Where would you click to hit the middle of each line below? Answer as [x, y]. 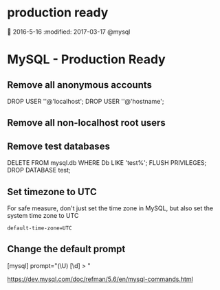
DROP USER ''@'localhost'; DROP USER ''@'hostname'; [86, 101]
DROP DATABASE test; [39, 170]
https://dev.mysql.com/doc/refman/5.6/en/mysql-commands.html [100, 279]
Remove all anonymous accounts [80, 85]
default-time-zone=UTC [40, 228]
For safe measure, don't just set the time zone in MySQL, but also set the [110, 208]
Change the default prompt [66, 249]
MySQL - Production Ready [87, 59]
